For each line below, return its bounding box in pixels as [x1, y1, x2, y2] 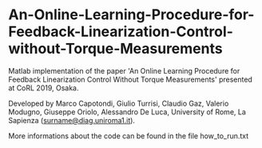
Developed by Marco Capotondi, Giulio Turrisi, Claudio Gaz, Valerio [8, 98, 229, 108]
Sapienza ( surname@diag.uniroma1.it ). [8, 115, 136, 125]
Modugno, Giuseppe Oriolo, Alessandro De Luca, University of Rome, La [8, 106, 246, 117]
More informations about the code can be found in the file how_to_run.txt [8, 130, 249, 141]
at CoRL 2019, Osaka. [8, 82, 79, 93]
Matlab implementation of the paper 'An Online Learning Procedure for [8, 66, 240, 75]
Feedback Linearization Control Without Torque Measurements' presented [8, 74, 253, 84]
